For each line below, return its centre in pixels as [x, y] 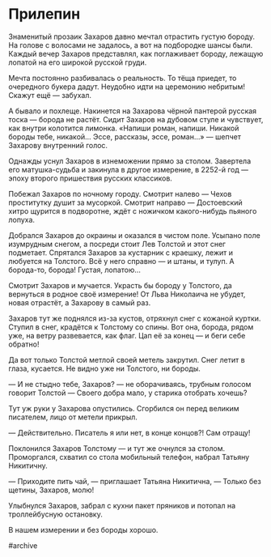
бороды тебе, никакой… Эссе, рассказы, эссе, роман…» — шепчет [125, 136]
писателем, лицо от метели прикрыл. [73, 417]
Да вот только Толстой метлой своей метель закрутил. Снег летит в [127, 359]
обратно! [24, 344]
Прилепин [44, 14]
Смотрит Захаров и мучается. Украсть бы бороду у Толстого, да [120, 285]
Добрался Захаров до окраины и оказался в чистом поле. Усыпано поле [134, 235]
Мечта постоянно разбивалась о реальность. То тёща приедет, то [123, 78]
